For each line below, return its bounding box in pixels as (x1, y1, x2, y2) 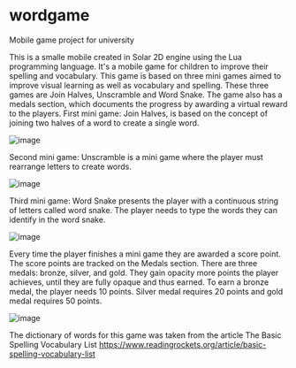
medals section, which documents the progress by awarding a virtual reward (9, 98, 288, 109)
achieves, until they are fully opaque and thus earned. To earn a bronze (9, 276, 269, 287)
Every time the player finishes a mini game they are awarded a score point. (9, 249, 281, 259)
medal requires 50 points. (9, 295, 102, 306)
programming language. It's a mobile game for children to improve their (9, 61, 269, 72)
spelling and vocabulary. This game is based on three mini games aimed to (9, 70, 281, 80)
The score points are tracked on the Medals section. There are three (9, 257, 258, 268)
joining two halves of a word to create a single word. (9, 117, 200, 128)
